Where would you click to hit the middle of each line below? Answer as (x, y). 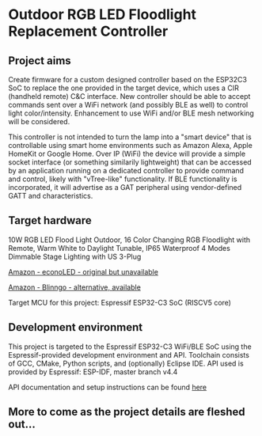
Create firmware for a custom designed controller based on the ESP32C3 (128, 80)
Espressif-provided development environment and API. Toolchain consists (129, 354)
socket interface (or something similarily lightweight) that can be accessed (130, 162)
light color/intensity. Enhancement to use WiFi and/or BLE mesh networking (131, 113)
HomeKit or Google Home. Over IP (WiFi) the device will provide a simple (127, 154)
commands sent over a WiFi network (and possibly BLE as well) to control (128, 105)
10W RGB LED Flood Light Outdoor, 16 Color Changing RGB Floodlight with (129, 240)
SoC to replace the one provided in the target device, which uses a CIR (123, 88)
